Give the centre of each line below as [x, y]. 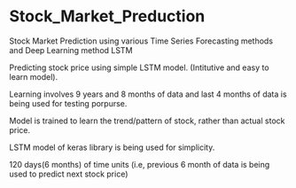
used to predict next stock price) [69, 174]
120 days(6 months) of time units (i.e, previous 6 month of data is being [140, 164]
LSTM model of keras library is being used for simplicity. [112, 147]
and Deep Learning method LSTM [71, 50]
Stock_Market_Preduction [107, 16]
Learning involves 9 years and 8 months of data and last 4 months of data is [148, 94]
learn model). [34, 76]
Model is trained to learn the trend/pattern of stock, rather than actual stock [147, 121]
